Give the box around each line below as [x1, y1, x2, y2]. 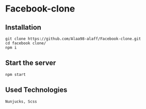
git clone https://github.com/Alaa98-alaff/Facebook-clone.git [5, 36, 141, 41]
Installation [5, 23, 41, 32]
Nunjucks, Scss [5, 99, 37, 104]
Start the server [5, 59, 57, 67]
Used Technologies [5, 86, 67, 94]
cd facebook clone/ [5, 41, 46, 46]
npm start [5, 72, 26, 77]
